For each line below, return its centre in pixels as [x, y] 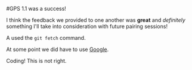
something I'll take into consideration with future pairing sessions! [87, 26]
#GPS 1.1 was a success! [36, 9]
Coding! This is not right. [36, 61]
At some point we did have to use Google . [58, 49]
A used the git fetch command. [46, 38]
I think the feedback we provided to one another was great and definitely [96, 20]
